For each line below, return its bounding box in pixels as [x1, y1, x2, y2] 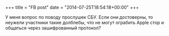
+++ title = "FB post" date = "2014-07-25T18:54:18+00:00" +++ [5, 5, 139, 10]
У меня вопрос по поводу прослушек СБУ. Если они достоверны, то [5, 14, 153, 20]
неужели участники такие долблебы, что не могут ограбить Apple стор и [5, 20, 164, 25]
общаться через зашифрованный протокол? [5, 25, 102, 31]
